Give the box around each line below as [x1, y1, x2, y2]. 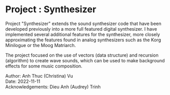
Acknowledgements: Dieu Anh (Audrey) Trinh [5, 83, 101, 90]
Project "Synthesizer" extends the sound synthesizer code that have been [5, 20, 161, 27]
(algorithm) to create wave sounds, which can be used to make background [5, 57, 165, 63]
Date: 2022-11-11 [5, 78, 40, 84]
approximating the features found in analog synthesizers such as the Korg [5, 37, 161, 43]
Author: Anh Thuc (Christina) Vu [5, 73, 73, 79]
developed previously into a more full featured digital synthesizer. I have [5, 26, 157, 32]
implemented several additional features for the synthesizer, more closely [5, 31, 160, 37]
